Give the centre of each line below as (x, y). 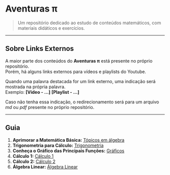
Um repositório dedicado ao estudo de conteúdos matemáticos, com (89, 23)
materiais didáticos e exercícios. (51, 28)
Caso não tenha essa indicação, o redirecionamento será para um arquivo (82, 102)
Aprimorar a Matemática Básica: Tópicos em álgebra (69, 140)
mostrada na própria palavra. (35, 87)
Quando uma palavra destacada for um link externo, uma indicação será (80, 81)
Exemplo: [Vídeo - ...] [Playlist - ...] (42, 92)
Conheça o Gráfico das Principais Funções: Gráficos (69, 151)
